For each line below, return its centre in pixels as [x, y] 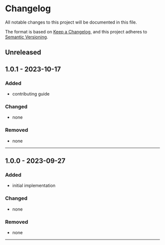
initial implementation [34, 185]
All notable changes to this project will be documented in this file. [71, 22]
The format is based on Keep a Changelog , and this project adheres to [76, 31]
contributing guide [31, 94]
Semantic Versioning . [27, 37]
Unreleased [23, 52]
